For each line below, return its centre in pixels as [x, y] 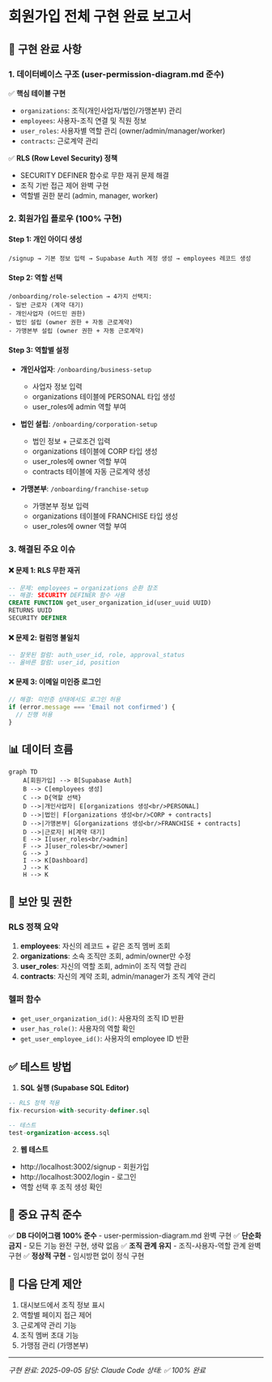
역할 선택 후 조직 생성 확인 [61, 1187]
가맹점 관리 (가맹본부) [54, 1346]
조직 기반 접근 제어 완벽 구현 [64, 185]
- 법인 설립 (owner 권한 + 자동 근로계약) [71, 322]
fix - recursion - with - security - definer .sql [79, 1111]
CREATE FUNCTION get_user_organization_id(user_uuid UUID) [110, 603]
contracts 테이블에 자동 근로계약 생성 [91, 471]
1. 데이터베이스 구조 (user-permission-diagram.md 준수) [117, 74]
